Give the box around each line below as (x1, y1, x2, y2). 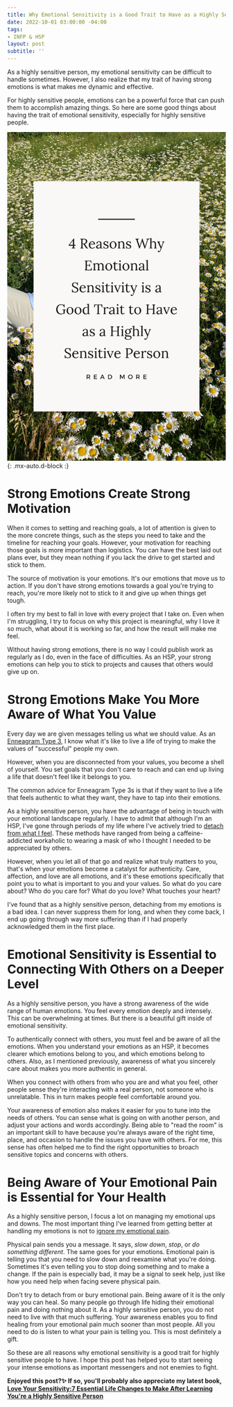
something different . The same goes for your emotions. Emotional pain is (7, 1248, 215, 1256)
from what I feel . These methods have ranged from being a (7, 829, 175, 837)
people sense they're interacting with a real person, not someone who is (7, 1085, 214, 1094)
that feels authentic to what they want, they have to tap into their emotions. (7, 793, 221, 802)
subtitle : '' (7, 48, 45, 55)
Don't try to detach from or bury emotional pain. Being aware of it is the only (7, 1291, 225, 1299)
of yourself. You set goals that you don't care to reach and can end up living (7, 765, 224, 773)
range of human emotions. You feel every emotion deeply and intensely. (7, 1006, 213, 1014)
